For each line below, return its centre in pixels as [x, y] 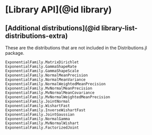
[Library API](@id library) [59, 10]
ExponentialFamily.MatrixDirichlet [42, 62]
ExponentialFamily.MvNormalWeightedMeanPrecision [58, 97]
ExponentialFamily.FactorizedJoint [42, 128]
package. [15, 53]
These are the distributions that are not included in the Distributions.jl [76, 48]
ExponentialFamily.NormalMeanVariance [45, 80]
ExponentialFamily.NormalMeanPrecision [47, 75]
